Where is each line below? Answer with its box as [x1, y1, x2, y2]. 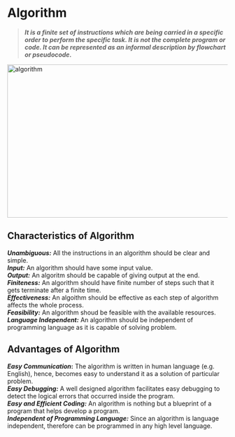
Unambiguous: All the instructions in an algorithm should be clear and [7, 249, 211, 257]
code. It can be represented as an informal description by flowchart [24, 43, 226, 51]
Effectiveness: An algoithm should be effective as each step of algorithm [7, 293, 219, 302]
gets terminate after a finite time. [7, 286, 101, 294]
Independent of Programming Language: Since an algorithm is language [7, 414, 219, 422]
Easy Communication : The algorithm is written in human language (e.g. [7, 362, 215, 370]
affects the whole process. [7, 300, 84, 309]
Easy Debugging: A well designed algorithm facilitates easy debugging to [7, 384, 220, 393]
